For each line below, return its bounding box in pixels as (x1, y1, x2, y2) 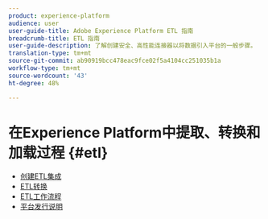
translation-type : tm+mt (8, 49, 92, 57)
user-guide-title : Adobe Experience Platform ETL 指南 (8, 27, 194, 35)
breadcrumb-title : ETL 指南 (8, 34, 101, 43)
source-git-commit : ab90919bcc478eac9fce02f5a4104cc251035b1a (8, 57, 221, 65)
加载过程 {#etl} (8, 143, 109, 162)
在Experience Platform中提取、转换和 (8, 123, 261, 142)
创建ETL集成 (19, 171, 62, 181)
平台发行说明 (19, 202, 63, 212)
